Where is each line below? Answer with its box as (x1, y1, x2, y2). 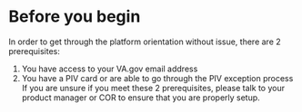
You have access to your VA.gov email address (21, 63, 198, 74)
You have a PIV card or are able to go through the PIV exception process (21, 72, 294, 83)
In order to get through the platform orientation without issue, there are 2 (8, 36, 281, 47)
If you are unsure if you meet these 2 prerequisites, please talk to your (21, 82, 286, 93)
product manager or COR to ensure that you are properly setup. (21, 92, 260, 103)
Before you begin (8, 6, 141, 27)
